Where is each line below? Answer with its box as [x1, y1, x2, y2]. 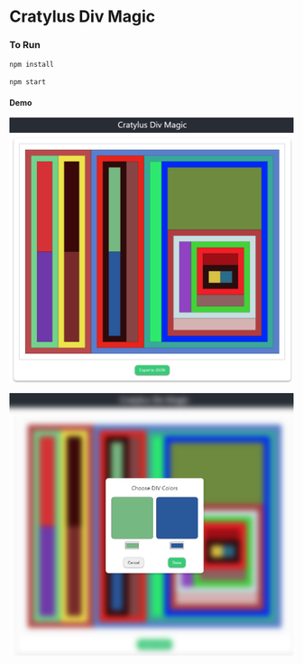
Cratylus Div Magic [9, 6, 156, 27]
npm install [9, 61, 54, 70]
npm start [9, 78, 47, 87]
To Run [9, 39, 41, 51]
